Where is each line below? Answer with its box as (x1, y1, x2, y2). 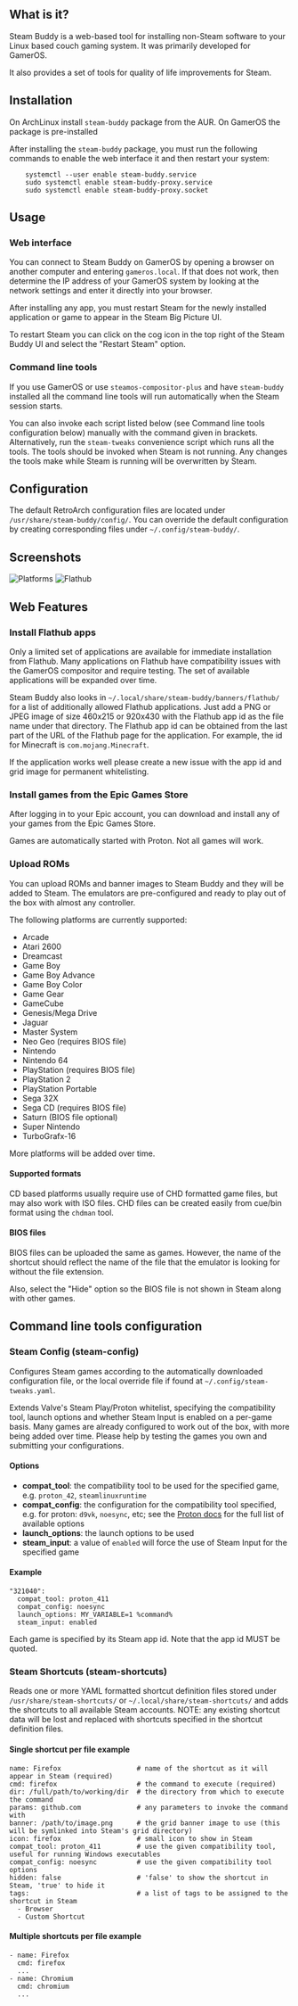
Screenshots (9, 549, 82, 565)
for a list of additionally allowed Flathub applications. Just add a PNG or (9, 701, 271, 712)
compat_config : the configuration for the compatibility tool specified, (21, 1498, 278, 1510)
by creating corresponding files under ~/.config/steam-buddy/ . (9, 524, 240, 534)
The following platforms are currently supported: (9, 914, 188, 925)
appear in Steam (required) (9, 1771, 114, 1780)
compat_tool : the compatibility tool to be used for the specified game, (21, 1480, 280, 1490)
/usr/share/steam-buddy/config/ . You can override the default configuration (9, 515, 289, 525)
